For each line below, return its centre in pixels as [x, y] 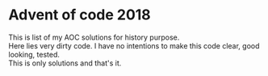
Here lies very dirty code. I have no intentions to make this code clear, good [134, 45]
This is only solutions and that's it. [65, 63]
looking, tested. [34, 54]
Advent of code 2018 [80, 15]
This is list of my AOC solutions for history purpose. [94, 37]
